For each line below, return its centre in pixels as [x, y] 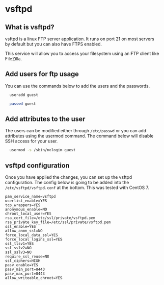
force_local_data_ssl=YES [31, 235]
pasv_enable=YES [22, 265]
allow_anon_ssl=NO [24, 231]
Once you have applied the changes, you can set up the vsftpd [68, 177]
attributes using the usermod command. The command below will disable [79, 136]
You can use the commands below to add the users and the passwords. [78, 86]
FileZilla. [14, 59]
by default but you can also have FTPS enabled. [54, 44]
